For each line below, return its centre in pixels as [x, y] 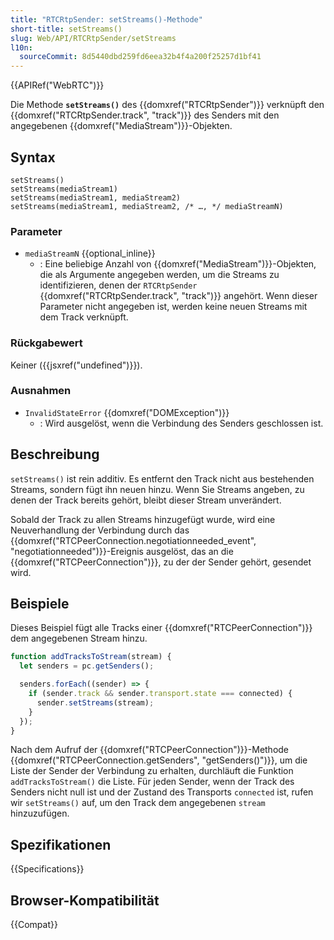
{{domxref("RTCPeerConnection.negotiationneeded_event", [133, 540]
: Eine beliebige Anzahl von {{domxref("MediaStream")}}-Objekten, [178, 264]
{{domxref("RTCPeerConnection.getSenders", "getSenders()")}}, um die [159, 760]
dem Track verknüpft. [84, 317]
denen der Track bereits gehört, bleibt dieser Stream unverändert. [146, 500]
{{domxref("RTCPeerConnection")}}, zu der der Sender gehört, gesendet [161, 562]
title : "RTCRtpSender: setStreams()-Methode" [106, 19]
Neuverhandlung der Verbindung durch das [100, 530]
